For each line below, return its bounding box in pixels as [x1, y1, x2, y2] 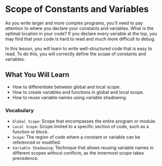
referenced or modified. [12, 140, 61, 146]
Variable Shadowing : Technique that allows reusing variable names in [12, 145, 154, 151]
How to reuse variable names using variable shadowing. [12, 94, 127, 100]
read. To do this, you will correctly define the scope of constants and [5, 51, 147, 57]
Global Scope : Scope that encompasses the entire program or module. [12, 118, 157, 124]
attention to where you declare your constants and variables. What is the [5, 25, 154, 31]
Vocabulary [5, 107, 34, 114]
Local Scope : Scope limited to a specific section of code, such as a [12, 124, 149, 130]
